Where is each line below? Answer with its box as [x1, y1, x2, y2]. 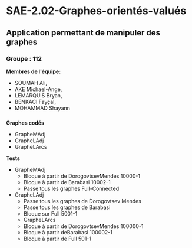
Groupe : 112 [6, 54, 42, 63]
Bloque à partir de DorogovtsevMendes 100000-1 [23, 223, 144, 230]
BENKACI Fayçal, [14, 98, 57, 105]
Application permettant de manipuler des [6, 28, 161, 38]
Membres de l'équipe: [6, 68, 61, 75]
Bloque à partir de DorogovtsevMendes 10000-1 [23, 172, 140, 180]
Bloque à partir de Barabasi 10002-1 [23, 178, 111, 185]
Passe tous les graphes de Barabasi [23, 204, 111, 211]
